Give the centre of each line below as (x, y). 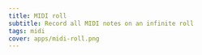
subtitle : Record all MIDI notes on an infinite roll (101, 23)
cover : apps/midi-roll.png (54, 38)
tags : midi (27, 31)
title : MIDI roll (38, 16)
